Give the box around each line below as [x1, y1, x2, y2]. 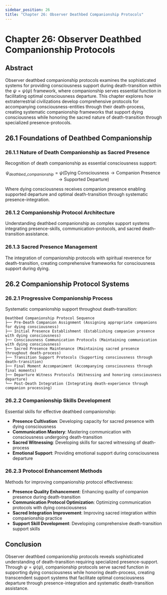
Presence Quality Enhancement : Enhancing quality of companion [12, 488, 149, 494]
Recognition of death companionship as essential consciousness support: [5, 160, 157, 166]
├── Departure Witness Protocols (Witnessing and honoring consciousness [5, 373, 162, 378]
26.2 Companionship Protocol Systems [5, 280, 130, 288]
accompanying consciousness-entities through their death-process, [5, 103, 146, 110]
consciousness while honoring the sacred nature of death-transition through [5, 114, 162, 120]
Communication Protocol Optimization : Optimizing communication [12, 499, 151, 505]
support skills [12, 526, 40, 532]
